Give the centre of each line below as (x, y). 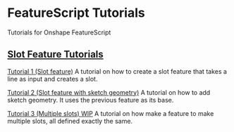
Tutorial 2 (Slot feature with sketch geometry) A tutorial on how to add (109, 92)
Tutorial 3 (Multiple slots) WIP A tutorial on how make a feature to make (111, 113)
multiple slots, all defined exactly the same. (70, 121)
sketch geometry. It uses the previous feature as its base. (91, 100)
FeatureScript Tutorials (76, 13)
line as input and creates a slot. (53, 79)
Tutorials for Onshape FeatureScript (59, 32)
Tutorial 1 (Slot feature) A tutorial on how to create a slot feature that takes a (117, 71)
